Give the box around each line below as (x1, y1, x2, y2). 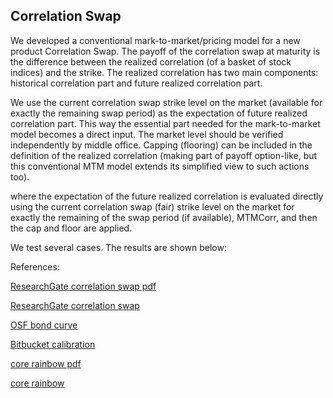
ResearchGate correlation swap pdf (10, 280, 157, 292)
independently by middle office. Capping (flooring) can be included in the (10, 139, 313, 151)
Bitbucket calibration (10, 338, 96, 350)
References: (10, 260, 60, 273)
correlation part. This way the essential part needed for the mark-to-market (10, 117, 321, 129)
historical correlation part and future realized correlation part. (10, 77, 263, 89)
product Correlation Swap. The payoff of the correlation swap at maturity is (10, 45, 321, 57)
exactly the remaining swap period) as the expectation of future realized (10, 107, 308, 119)
